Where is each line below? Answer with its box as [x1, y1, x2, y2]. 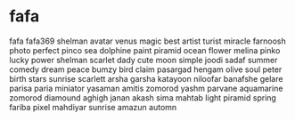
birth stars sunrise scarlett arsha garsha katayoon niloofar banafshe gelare [9, 73, 283, 84]
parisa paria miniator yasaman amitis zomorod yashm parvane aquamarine [9, 83, 283, 93]
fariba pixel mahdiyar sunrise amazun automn [9, 101, 177, 112]
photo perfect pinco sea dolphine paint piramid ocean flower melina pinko [9, 44, 281, 55]
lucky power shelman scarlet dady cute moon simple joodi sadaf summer [9, 54, 278, 65]
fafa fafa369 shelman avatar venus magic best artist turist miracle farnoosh [9, 36, 287, 46]
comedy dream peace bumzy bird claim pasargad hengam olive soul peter [9, 64, 283, 75]
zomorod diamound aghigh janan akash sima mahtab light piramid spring [9, 92, 276, 103]
